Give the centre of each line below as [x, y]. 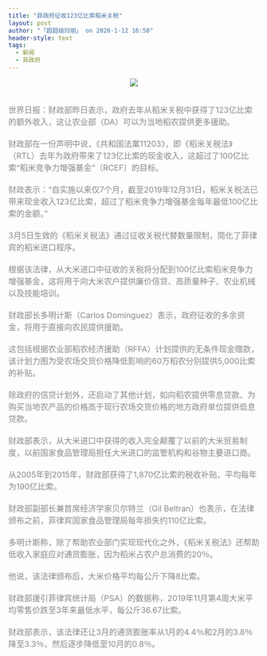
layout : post [30, 23]
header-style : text [41, 38]
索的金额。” [28, 214]
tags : [17, 45]
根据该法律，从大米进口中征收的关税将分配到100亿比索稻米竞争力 [131, 269]
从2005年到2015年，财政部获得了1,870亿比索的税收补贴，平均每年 [133, 474]
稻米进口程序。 [53, 247]
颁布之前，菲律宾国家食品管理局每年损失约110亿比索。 [110, 520]
